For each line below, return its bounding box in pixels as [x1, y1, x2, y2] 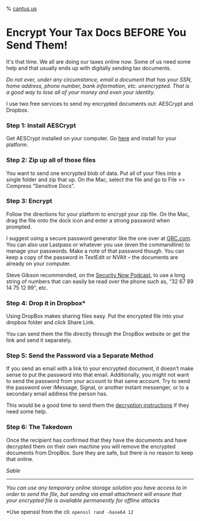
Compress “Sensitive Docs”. [6, 182, 76, 189]
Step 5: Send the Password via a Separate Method [6, 351, 154, 360]
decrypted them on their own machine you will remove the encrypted [6, 442, 176, 450]
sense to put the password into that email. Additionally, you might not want [6, 371, 189, 378]
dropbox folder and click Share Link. [6, 319, 95, 326]
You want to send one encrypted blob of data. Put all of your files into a [6, 170, 181, 177]
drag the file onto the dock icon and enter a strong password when [6, 216, 170, 224]
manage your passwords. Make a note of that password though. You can [6, 247, 185, 255]
